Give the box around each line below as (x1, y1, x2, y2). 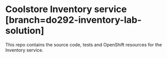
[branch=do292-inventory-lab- (5, 14, 142, 26)
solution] (5, 25, 45, 36)
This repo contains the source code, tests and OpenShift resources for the (5, 41, 162, 47)
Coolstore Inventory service (5, 4, 127, 15)
